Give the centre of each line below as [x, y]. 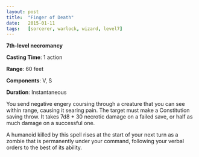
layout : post [23, 12]
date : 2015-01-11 [31, 23]
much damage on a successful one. [51, 123]
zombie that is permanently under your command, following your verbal [95, 141]
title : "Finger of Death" [40, 17]
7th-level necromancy [35, 46]
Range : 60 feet [25, 69]
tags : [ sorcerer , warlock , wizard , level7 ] [64, 29]
